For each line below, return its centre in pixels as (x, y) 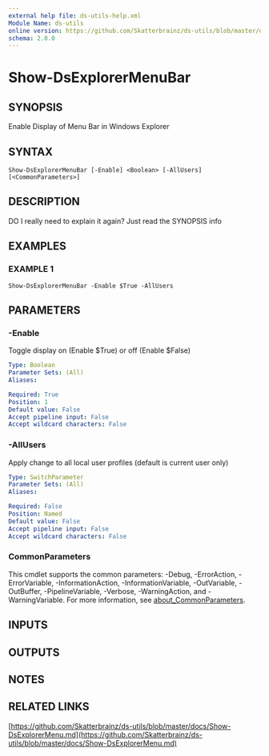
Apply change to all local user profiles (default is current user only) (118, 463)
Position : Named (35, 514)
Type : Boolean (32, 366)
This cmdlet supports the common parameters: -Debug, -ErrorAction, (123, 574)
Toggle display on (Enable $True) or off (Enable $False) (99, 350)
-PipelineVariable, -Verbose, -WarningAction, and (125, 591)
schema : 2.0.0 (32, 38)
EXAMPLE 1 (31, 269)
